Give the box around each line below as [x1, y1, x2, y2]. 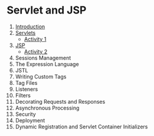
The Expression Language [15, 60, 79, 68]
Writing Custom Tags [15, 73, 67, 80]
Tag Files [15, 79, 38, 86]
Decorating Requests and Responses [15, 98, 106, 105]
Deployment [15, 117, 45, 124]
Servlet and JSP [6, 4, 87, 17]
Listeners [15, 85, 38, 92]
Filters [15, 92, 31, 99]
